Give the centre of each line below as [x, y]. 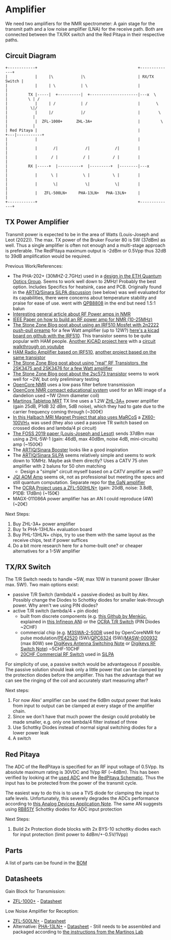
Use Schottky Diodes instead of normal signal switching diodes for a [84, 727]
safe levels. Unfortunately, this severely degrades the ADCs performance [82, 798]
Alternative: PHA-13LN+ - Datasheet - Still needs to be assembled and [87, 926]
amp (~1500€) [28, 444]
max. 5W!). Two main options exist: [42, 585]
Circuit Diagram [31, 56]
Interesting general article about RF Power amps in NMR [72, 314]
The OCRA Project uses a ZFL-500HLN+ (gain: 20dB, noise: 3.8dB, [83, 488]
